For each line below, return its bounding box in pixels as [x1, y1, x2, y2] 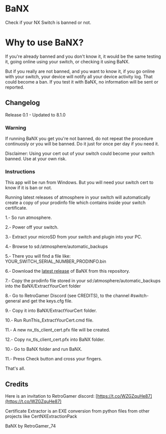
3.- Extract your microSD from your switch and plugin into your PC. [5, 234, 143, 240]
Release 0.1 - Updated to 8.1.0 [5, 111, 66, 117]
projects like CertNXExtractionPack [5, 414, 78, 420]
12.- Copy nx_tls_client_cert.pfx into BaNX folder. [5, 336, 105, 342]
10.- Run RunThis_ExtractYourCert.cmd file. [5, 317, 93, 324]
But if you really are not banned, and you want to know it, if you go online [5, 68, 155, 74]
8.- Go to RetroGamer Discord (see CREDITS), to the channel [5, 293, 130, 299]
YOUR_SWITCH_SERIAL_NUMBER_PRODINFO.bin [5, 258, 107, 264]
